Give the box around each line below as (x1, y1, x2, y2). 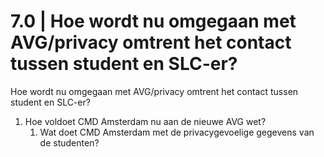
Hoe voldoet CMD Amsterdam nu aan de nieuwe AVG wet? (24, 115, 267, 127)
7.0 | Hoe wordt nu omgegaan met (10, 10, 297, 33)
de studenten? (39, 136, 100, 149)
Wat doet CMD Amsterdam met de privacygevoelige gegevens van (39, 126, 315, 138)
